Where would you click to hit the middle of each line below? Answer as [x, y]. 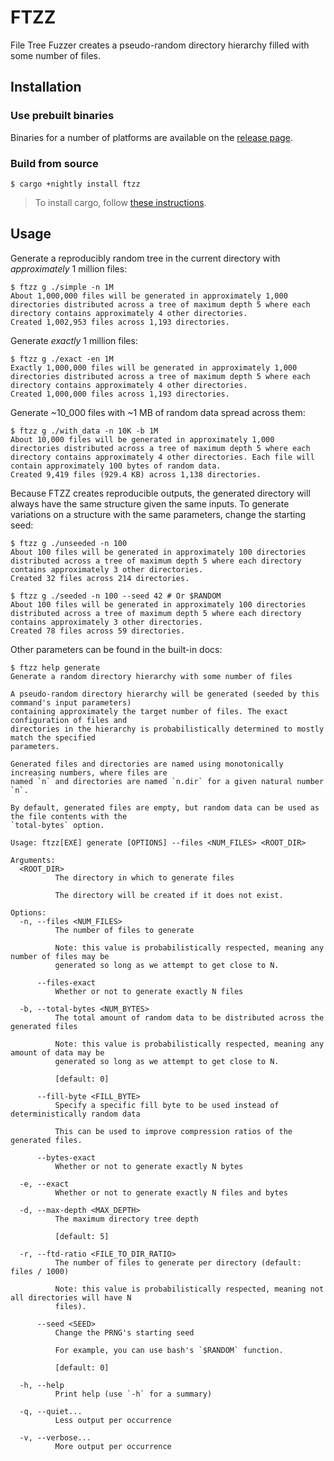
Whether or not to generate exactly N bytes [149, 1166]
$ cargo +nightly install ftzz [75, 184]
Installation [46, 87]
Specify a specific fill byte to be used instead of [167, 1105]
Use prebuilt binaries [62, 116]
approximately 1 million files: [69, 268]
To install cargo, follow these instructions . [120, 202]
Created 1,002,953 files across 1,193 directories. [120, 322]
